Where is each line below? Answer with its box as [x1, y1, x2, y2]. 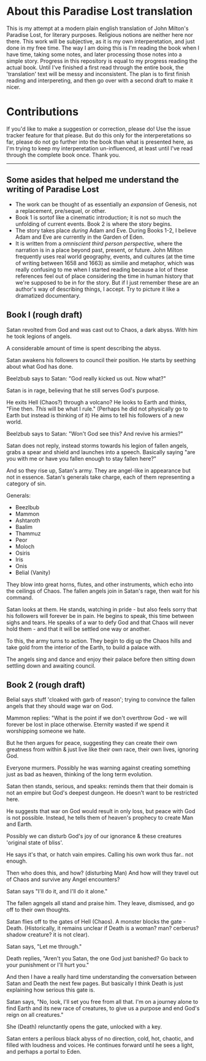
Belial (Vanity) [15, 569, 51, 576]
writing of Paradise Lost [6, 184, 99, 195]
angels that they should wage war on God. [6, 703, 113, 710]
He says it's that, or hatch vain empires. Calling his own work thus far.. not [6, 851, 194, 858]
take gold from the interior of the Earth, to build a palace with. [6, 643, 162, 651]
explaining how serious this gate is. [6, 986, 95, 993]
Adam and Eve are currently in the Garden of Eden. [15, 233, 144, 241]
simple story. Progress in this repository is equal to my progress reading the [6, 57, 198, 64]
